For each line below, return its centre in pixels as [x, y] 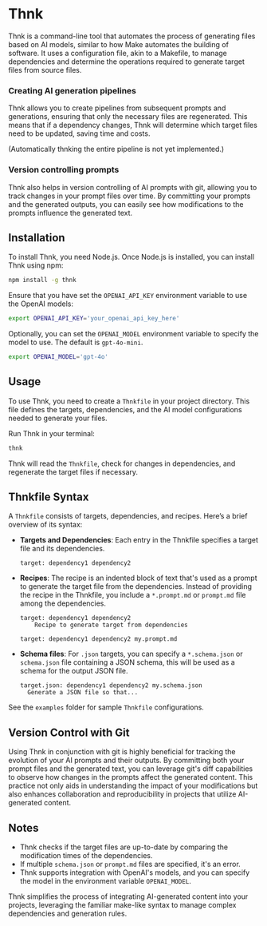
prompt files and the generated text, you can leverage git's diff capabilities [131, 769]
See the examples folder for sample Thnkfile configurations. [106, 707]
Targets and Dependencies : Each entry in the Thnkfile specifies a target [139, 540]
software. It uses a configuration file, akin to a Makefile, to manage [118, 53]
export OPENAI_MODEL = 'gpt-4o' [59, 357]
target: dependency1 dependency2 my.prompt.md [98, 639]
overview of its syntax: [45, 525]
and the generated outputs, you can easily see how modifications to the [126, 204]
